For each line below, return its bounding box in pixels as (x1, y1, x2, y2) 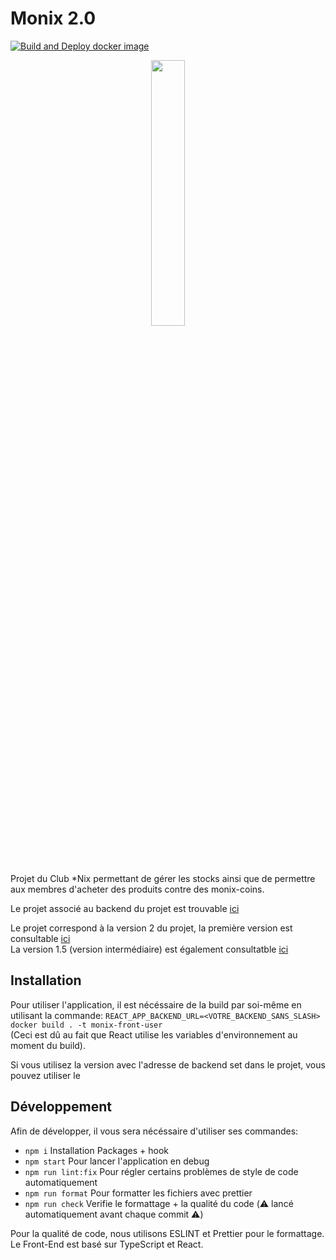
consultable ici (10, 932, 71, 944)
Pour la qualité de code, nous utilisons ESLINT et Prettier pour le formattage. (10, 1227, 325, 1239)
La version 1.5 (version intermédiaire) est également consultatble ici (10, 943, 289, 955)
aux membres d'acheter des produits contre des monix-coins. (10, 883, 265, 895)
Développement (10, 1098, 113, 1116)
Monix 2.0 (10, 7, 97, 30)
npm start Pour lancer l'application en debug (24, 1155, 210, 1167)
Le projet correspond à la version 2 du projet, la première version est (10, 922, 293, 934)
